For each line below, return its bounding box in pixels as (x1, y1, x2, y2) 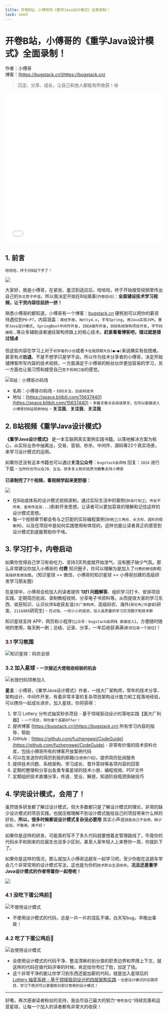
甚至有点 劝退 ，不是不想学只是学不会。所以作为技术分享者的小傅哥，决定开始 (5, 354, 163, 360)
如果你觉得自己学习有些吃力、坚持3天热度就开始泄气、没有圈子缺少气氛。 (5, 559, 157, 565)
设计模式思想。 (12, 510, 43, 516)
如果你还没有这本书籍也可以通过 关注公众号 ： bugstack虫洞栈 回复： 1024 (5, 459, 150, 465)
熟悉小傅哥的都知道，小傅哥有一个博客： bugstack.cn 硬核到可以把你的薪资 (5, 310, 159, 317)
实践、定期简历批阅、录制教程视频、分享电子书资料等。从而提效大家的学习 (5, 595, 158, 601)
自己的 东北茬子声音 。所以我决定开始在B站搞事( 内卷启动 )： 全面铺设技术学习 (5, 293, 154, 299)
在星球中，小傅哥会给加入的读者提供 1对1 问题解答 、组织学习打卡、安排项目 (5, 588, 160, 594)
